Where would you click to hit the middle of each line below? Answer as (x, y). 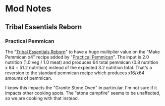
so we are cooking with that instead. (42, 98)
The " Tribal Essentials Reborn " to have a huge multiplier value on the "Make (82, 52)
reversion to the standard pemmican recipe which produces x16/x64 (75, 73)
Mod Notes (28, 9)
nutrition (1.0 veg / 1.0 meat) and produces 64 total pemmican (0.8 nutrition (82, 62)
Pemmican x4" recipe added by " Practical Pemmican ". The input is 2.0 (77, 57)
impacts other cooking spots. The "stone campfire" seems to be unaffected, (83, 93)
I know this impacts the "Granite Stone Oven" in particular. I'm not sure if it (81, 88)
